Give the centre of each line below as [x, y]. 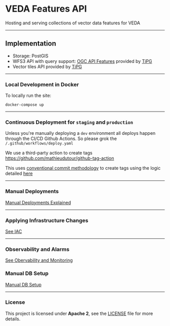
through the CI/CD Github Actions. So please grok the [61, 139]
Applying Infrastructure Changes [47, 220]
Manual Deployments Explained [38, 202]
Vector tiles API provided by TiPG [47, 66]
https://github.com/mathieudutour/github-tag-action [60, 158]
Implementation [31, 44]
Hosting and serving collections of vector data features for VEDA [73, 23]
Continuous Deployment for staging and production [69, 122]
